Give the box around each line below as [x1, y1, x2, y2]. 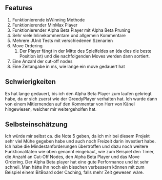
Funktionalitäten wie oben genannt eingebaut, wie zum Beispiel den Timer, [5, 149, 155, 155]
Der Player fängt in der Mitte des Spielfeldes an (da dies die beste [19, 48, 152, 54]
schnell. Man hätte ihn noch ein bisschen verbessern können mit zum [5, 164, 145, 170]
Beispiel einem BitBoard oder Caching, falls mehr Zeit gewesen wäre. [5, 169, 144, 175]
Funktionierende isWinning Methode [12, 17, 85, 22]
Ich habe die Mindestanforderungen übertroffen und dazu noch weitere [5, 143, 148, 149]
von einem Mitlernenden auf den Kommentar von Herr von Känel [5, 101, 135, 107]
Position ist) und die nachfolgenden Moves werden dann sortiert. [19, 53, 150, 59]
